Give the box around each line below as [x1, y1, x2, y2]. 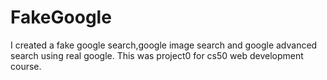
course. [10, 60, 42, 72]
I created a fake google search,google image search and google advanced [10, 39, 318, 51]
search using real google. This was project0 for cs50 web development [10, 49, 304, 61]
